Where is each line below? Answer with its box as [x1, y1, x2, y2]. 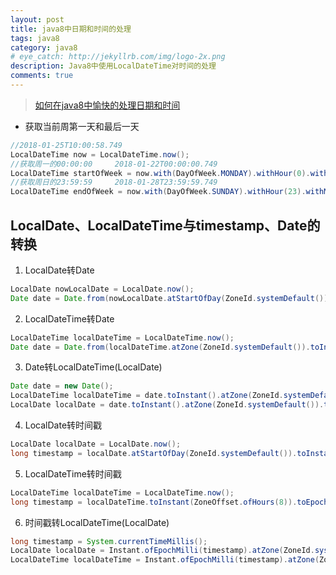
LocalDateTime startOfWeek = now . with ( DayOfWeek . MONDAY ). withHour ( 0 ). [10, 168, 311, 178]
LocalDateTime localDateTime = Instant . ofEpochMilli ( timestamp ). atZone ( [10, 555, 320, 565]
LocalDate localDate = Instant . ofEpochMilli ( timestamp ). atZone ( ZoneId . [10, 546, 315, 556]
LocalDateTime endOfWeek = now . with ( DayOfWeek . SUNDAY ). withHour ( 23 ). [10, 187, 307, 197]
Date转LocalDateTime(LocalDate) [24, 361, 163, 373]
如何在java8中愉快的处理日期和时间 [34, 99, 181, 111]
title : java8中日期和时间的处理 [10, 24, 132, 34]
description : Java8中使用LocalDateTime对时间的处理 [10, 61, 217, 71]
